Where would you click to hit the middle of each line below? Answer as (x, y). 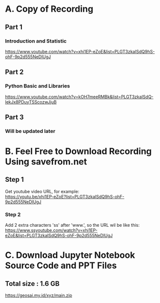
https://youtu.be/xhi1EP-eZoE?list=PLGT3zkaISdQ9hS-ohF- (65, 196)
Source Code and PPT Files (61, 266)
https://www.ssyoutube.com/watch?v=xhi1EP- (51, 230)
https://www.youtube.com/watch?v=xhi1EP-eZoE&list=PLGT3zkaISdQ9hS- (80, 51)
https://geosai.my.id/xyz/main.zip (39, 295)
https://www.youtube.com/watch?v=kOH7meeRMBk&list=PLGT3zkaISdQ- (79, 97)
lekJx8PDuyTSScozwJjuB (31, 102)
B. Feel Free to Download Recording (79, 151)
